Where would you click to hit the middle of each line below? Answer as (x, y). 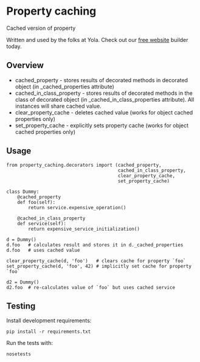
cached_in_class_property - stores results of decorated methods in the (104, 93)
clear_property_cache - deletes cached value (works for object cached (104, 112)
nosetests (19, 354)
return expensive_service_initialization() (84, 229)
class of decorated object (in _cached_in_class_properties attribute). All (105, 99)
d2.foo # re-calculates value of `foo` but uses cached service (91, 287)
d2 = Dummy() (23, 282)
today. (14, 46)
